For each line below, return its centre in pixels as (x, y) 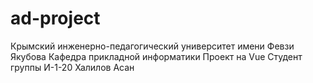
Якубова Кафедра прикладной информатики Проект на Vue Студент (156, 56)
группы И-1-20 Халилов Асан (72, 67)
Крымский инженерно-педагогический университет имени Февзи (152, 46)
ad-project (55, 18)
